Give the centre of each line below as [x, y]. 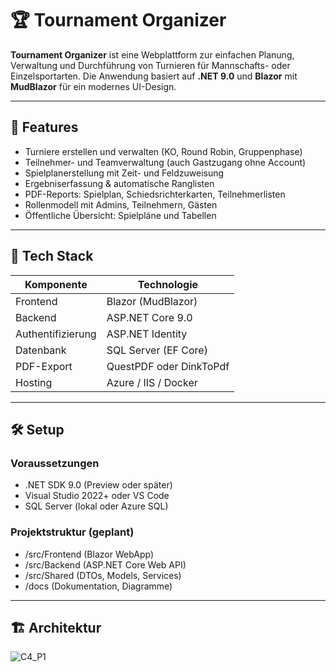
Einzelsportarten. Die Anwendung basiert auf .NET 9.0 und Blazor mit [154, 76]
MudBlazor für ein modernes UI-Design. [93, 86]
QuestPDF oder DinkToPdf [168, 366]
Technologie [168, 284]
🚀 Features [44, 127]
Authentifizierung [56, 334]
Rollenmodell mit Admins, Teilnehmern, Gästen [121, 204]
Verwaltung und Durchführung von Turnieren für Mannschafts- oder [150, 65]
